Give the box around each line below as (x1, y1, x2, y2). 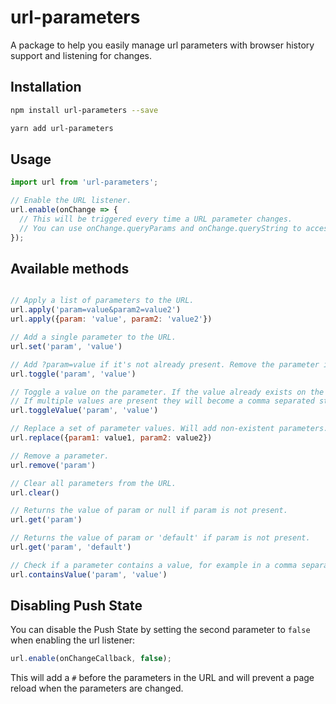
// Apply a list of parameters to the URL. (10, 296, 195, 306)
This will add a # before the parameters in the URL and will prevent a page (10, 672, 315, 684)
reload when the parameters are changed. (10, 682, 184, 695)
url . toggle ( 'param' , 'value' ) (10, 369, 137, 379)
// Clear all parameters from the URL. (10, 478, 177, 488)
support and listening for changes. (10, 49, 153, 61)
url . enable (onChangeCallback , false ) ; (10, 654, 172, 664)
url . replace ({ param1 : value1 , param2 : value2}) (10, 433, 213, 443)
